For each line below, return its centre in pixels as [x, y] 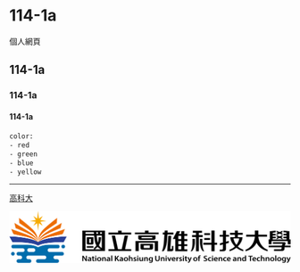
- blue [21, 163]
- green [24, 154]
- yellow [25, 172]
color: [21, 136]
